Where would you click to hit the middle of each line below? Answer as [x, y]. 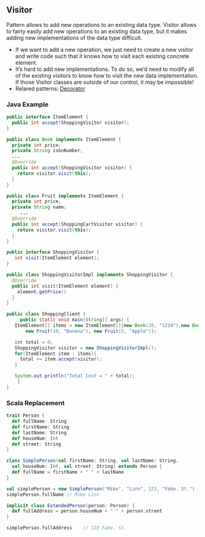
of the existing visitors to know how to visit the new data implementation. [107, 75]
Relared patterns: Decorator [50, 89]
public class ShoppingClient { [46, 314]
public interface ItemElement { [47, 117]
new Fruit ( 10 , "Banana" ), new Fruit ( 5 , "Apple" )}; [91, 331]
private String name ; [39, 207]
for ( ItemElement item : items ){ [56, 354]
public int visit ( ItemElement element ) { [65, 286]
